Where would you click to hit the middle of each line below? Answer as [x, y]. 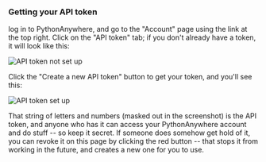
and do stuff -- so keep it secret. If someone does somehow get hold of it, [129, 133]
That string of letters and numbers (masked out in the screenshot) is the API [133, 116]
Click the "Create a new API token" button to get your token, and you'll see [130, 77]
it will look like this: [39, 46]
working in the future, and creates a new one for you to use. [106, 150]
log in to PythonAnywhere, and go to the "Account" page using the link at [128, 29]
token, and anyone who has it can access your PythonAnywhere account [127, 125]
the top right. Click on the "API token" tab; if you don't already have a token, [132, 37]
